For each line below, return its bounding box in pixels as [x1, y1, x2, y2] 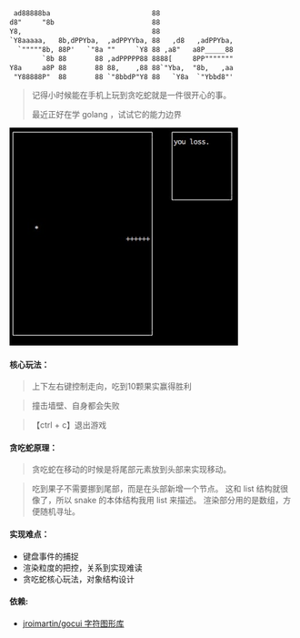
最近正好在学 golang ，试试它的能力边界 [31, 109, 182, 119]
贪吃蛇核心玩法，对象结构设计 [22, 573, 135, 584]
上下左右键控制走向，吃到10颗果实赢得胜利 [31, 381, 193, 392]
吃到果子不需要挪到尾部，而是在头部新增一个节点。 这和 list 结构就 [31, 483, 281, 494]
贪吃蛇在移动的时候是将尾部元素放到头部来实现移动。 [31, 464, 232, 475]
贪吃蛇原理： [9, 441, 57, 453]
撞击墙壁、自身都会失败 [31, 400, 120, 411]
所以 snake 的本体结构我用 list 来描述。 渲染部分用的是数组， [55, 495, 284, 506]
